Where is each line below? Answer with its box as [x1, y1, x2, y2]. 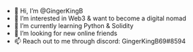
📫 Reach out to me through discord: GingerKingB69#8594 [13, 37, 186, 45]
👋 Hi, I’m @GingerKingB [13, 7, 83, 15]
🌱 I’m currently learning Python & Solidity [13, 22, 134, 30]
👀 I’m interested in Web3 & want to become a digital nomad [13, 14, 187, 22]
